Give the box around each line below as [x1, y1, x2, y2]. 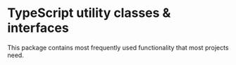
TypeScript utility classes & [7, 5, 171, 21]
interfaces [7, 20, 69, 36]
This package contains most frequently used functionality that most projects [7, 43, 229, 52]
